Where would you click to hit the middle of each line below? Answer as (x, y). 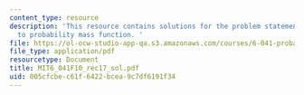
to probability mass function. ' (81, 34)
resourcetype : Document (54, 60)
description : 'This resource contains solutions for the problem (135, 26)
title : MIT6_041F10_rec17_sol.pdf (75, 69)
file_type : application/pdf (62, 52)
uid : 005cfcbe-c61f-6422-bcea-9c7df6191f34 (93, 77)
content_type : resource (54, 18)
